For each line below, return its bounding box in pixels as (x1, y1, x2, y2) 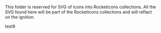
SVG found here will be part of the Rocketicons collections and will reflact (5, 9, 152, 15)
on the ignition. (5, 14, 35, 20)
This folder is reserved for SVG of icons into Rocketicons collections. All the (5, 4, 156, 10)
